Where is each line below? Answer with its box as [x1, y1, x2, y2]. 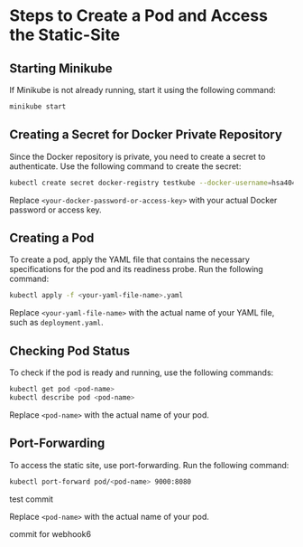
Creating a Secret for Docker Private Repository [9, 127, 282, 143]
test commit [9, 494, 54, 505]
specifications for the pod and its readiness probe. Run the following [9, 264, 263, 275]
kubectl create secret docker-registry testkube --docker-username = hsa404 [9, 178, 297, 187]
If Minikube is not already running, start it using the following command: [9, 85, 277, 95]
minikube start [9, 102, 67, 111]
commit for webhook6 [9, 528, 92, 539]
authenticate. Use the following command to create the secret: [9, 160, 242, 172]
